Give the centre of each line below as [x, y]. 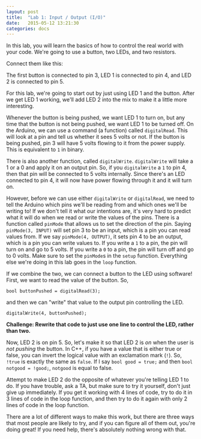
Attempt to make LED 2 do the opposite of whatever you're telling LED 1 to [97, 380]
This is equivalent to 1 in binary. [45, 150]
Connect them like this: [34, 64]
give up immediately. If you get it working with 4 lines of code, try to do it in [99, 392]
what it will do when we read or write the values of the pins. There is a [93, 217]
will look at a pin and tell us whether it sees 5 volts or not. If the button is [95, 137]
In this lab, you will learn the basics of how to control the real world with [95, 46]
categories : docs [28, 29]
